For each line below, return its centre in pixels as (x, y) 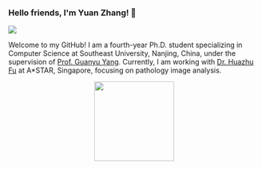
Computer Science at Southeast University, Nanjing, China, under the (122, 53)
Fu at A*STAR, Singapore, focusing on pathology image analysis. (115, 70)
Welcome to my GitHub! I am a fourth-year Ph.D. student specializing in (125, 45)
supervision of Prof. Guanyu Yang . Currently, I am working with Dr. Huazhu (131, 62)
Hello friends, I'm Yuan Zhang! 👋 (72, 13)
